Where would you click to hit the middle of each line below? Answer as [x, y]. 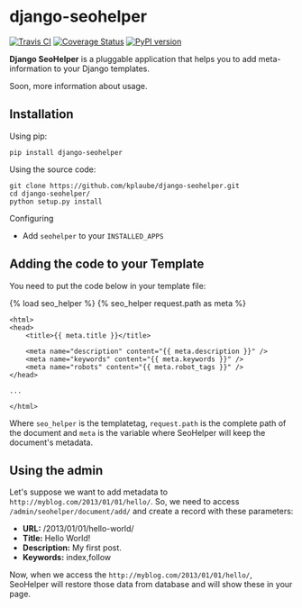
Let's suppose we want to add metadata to [89, 492]
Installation [41, 114]
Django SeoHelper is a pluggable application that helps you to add [133, 59]
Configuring [32, 218]
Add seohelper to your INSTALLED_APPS [93, 235]
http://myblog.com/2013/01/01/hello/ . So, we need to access [124, 502]
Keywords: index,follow [67, 558]
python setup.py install [56, 201]
